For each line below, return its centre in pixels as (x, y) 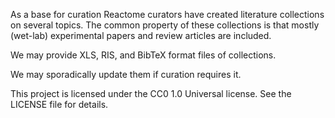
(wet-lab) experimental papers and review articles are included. (141, 35)
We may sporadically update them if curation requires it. (126, 74)
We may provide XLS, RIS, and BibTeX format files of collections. (143, 55)
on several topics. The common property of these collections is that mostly (165, 25)
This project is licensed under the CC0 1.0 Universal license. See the (151, 93)
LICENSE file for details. (59, 104)
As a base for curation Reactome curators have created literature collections (167, 14)
